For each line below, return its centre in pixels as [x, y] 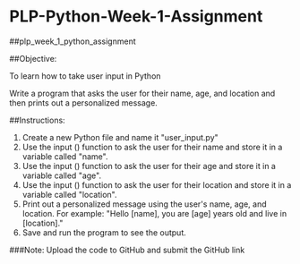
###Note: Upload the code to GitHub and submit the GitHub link [127, 250]
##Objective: [33, 58]
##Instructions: [37, 120]
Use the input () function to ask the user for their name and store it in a [152, 147]
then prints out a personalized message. [84, 102]
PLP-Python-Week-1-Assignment [136, 17]
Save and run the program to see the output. [104, 232]
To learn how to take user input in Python [85, 76]
